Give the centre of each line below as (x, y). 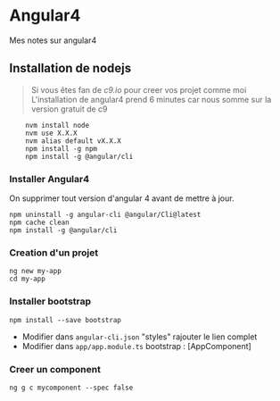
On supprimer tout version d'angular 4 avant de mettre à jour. (122, 198)
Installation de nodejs (70, 68)
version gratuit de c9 (70, 109)
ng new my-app (36, 272)
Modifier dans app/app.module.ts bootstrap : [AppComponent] (136, 346)
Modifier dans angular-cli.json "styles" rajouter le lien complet (140, 337)
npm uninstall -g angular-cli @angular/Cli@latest (105, 215)
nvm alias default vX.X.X (74, 141)
